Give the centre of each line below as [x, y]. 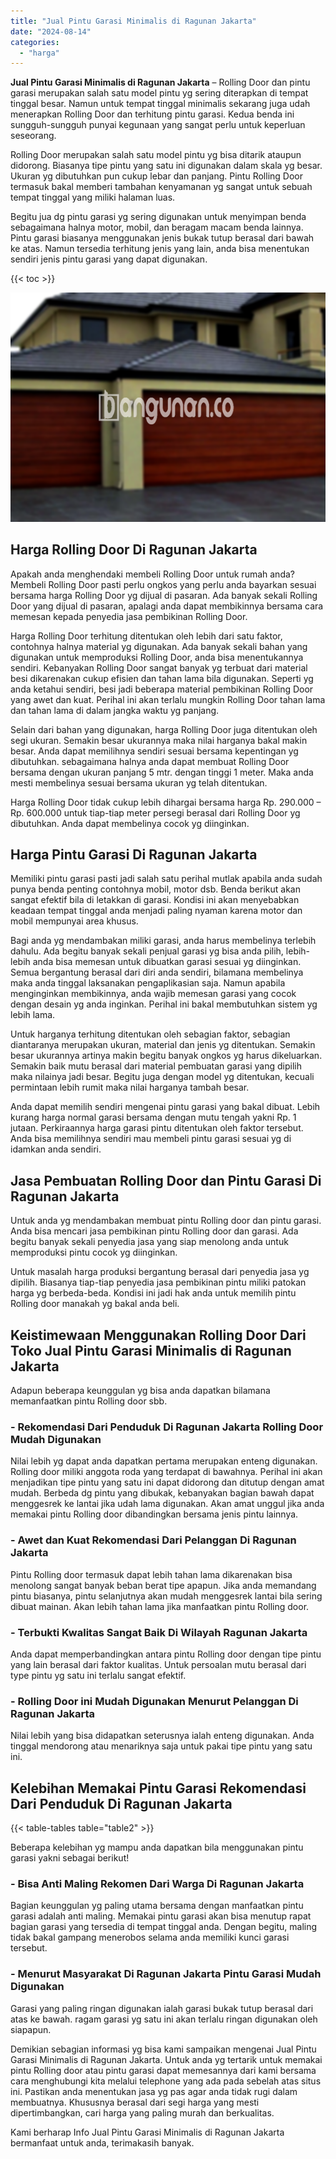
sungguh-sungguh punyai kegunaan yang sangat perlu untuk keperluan [158, 125]
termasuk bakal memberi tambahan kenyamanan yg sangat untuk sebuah [161, 187]
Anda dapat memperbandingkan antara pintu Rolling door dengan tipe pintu [166, 1654]
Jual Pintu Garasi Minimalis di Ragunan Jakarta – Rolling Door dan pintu [160, 82]
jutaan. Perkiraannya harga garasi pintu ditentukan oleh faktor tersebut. [157, 1128]
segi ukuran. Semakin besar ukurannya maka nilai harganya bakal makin [159, 740]
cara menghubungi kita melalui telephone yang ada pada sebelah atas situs [166, 2081]
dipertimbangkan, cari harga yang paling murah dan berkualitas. [142, 2112]
